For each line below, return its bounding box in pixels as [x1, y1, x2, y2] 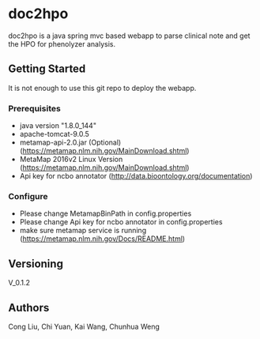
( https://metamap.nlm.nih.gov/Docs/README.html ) [19, 234, 186, 243]
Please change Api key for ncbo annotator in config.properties [19, 217, 223, 227]
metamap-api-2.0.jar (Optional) [19, 137, 122, 147]
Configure [8, 190, 48, 202]
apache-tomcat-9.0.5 [19, 130, 89, 139]
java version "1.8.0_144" [19, 121, 97, 130]
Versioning [8, 257, 63, 270]
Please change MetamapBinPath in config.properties [19, 209, 192, 218]
